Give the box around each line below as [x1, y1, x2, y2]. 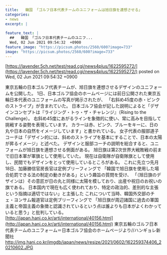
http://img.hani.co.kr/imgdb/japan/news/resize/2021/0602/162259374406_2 [5, 239, 162, 245]
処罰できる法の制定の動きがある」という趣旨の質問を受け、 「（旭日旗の [9, 171, 157, 178]
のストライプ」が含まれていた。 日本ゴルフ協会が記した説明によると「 [5, 103, 151, 109]
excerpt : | [5, 21, 28, 27]
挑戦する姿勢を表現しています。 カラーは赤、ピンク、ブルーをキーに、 [5, 121, 150, 128]
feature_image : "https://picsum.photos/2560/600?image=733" [5, 45, 133, 50]
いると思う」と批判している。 [5, 209, 66, 215]
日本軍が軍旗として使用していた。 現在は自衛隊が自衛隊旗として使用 [13, 153, 155, 159]
